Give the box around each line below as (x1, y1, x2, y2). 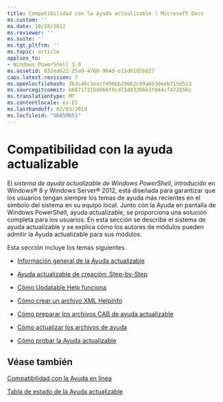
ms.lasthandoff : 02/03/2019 (7, 106, 88, 113)
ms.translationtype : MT (7, 93, 75, 100)
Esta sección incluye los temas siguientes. (7, 243, 127, 251)
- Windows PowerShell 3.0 (7, 61, 81, 68)
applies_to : (7, 55, 41, 62)
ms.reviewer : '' (7, 29, 54, 36)
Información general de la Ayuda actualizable (16, 257, 145, 265)
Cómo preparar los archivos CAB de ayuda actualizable (16, 309, 174, 318)
